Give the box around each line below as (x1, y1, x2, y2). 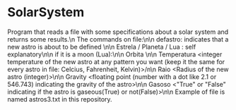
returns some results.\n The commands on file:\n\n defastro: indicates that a (7, 35, 229, 43)
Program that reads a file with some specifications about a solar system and (7, 28, 229, 36)
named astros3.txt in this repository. (7, 94, 112, 103)
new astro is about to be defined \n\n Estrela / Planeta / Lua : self (7, 42, 196, 51)
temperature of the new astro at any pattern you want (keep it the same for (7, 57, 225, 66)
